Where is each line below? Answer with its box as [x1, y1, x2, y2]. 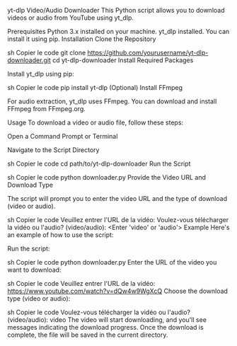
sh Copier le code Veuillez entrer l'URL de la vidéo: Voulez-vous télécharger [7, 216, 229, 224]
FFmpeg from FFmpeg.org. [7, 105, 86, 113]
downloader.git [7, 56, 51, 64]
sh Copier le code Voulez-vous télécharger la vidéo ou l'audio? [7, 308, 191, 316]
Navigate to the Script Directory [7, 146, 100, 154]
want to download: [7, 265, 62, 274]
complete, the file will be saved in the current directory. [7, 330, 168, 339]
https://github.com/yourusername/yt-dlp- [87, 49, 209, 57]
